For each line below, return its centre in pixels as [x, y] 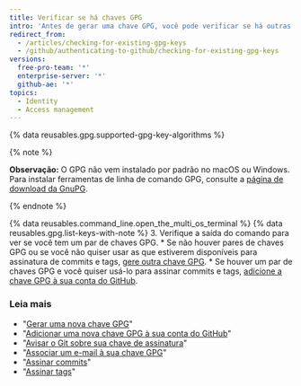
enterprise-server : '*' [62, 76]
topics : [24, 92]
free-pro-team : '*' [54, 68]
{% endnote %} [38, 206]
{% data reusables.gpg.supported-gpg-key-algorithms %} [117, 135]
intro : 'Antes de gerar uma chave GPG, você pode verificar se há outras [150, 26]
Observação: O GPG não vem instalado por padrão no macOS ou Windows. [150, 170]
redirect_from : [38, 34]
